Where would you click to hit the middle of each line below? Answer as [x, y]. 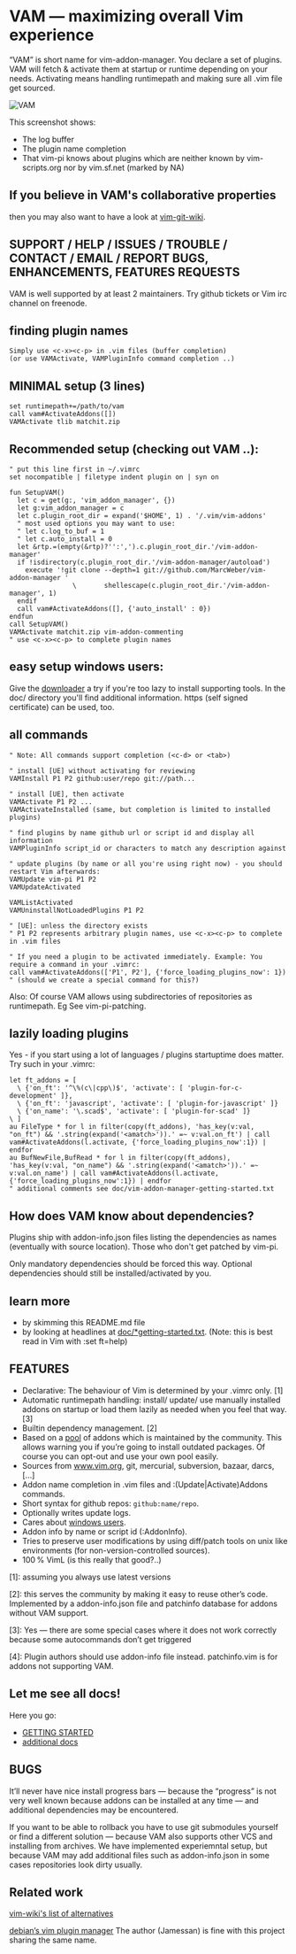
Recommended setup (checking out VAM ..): [134, 449]
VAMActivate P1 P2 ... [51, 802]
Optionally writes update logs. [76, 1512]
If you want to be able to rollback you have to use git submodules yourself [144, 1827]
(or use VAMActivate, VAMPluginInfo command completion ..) [122, 359]
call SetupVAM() [39, 624]
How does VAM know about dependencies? [132, 1216]
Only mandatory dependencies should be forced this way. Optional [131, 1264]
